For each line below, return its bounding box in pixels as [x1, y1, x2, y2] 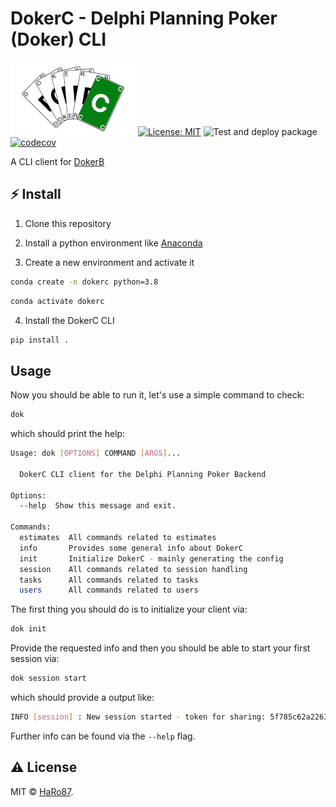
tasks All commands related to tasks [19, 575, 199, 585]
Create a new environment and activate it [24, 256, 195, 268]
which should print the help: [10, 428, 126, 440]
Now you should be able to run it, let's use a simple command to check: [10, 389, 305, 401]
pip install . [10, 335, 70, 345]
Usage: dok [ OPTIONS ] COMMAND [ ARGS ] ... [10, 448, 182, 459]
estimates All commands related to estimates [19, 533, 217, 543]
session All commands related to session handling [19, 564, 248, 574]
